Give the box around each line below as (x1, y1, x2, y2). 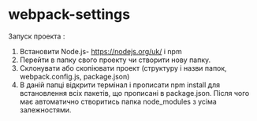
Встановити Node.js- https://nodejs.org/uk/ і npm (19, 46, 183, 56)
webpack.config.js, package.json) (19, 71, 130, 81)
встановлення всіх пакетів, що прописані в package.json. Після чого (19, 88, 250, 97)
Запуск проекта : (8, 31, 65, 41)
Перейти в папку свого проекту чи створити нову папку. (19, 55, 211, 64)
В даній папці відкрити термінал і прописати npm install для (19, 80, 221, 90)
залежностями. (19, 104, 72, 115)
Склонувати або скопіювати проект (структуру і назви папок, (19, 63, 227, 72)
